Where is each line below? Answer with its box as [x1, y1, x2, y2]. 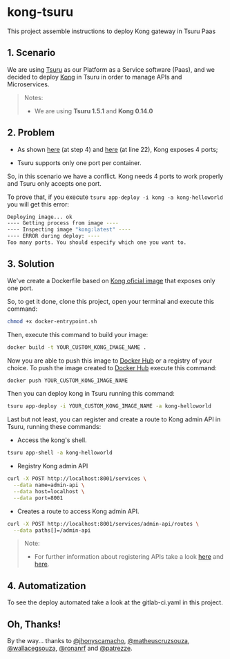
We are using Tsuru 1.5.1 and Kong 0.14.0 [34, 106, 153, 115]
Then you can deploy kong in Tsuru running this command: [7, 390, 175, 398]
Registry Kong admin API [17, 462, 88, 470]
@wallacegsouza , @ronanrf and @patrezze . [7, 644, 133, 652]
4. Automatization [7, 580, 86, 591]
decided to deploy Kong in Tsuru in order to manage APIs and [7, 73, 182, 81]
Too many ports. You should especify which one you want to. [7, 239, 187, 246]
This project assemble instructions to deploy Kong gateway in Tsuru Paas [7, 27, 216, 35]
